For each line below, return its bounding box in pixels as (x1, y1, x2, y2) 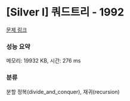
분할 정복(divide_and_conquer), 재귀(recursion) (6, 88, 120, 95)
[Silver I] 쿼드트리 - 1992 (6, 5, 124, 19)
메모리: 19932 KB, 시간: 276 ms (6, 57, 81, 64)
